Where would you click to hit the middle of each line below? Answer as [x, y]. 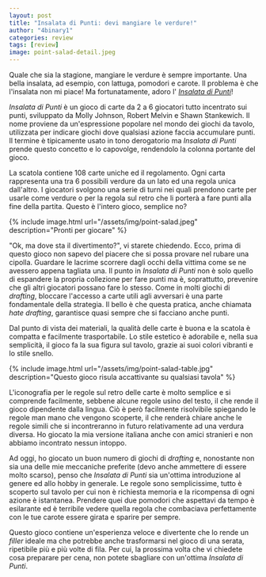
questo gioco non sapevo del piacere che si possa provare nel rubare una [129, 254]
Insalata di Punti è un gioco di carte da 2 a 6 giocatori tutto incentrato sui [128, 107]
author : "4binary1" [41, 30]
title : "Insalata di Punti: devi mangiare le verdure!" [103, 23]
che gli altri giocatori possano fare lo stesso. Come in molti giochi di [120, 287]
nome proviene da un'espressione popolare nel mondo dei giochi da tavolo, [132, 124]
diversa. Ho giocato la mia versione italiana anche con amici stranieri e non [131, 435]
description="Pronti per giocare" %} [68, 230]
